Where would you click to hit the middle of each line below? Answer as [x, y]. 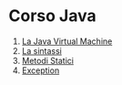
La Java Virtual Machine [67, 41]
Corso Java [52, 16]
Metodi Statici [48, 60]
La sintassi [42, 50]
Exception [41, 70]
